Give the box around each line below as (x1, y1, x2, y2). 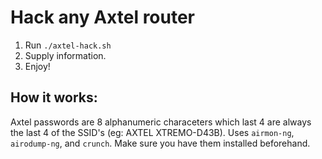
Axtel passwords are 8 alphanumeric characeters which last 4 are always (10, 116, 312, 128)
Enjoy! (24, 60, 51, 72)
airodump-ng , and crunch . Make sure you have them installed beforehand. (10, 137, 311, 149)
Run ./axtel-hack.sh (24, 39, 112, 51)
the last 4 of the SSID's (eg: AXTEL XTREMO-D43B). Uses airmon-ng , (10, 126, 295, 138)
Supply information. (24, 49, 107, 61)
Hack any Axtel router (10, 6, 196, 29)
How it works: (10, 89, 98, 106)
